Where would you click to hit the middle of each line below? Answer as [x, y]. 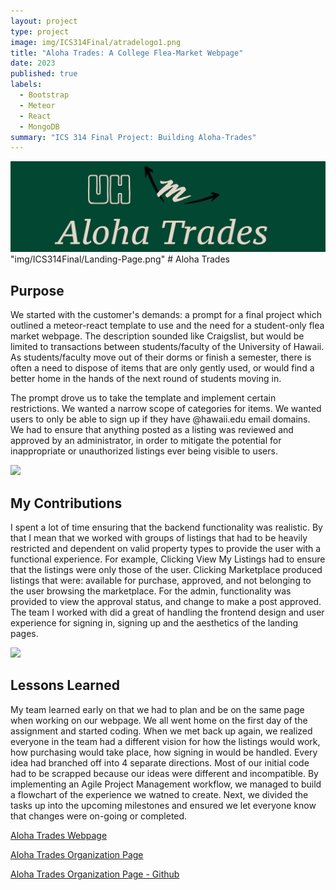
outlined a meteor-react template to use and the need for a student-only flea [167, 326]
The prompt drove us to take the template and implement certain [143, 398]
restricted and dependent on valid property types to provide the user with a [166, 549]
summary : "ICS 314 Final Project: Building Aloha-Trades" [133, 137]
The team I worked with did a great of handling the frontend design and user [167, 612]
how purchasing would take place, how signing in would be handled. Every [164, 752]
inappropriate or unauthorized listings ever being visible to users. [144, 451]
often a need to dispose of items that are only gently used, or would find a [162, 368]
